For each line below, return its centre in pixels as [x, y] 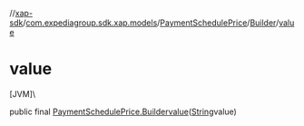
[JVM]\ [23, 93]
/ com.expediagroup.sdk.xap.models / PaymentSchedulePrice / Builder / [151, 23]
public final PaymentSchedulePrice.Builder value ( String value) [123, 111]
